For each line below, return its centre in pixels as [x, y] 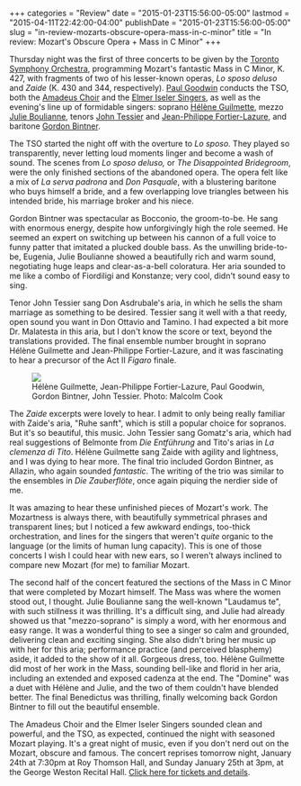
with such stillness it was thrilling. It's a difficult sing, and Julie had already [147, 611]
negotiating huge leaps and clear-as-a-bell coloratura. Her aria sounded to [147, 266]
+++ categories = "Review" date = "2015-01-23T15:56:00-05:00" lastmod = [150, 13]
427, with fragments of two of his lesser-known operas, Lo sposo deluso [143, 78]
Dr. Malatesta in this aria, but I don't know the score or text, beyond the [141, 331]
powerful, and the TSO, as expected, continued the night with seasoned [142, 734]
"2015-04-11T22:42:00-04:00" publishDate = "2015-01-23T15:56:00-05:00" [150, 23]
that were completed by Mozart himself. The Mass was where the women [145, 592]
